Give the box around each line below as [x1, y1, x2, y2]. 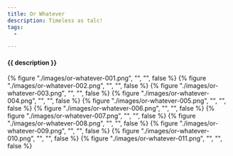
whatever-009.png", [7, 127, 66, 135]
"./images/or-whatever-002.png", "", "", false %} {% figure [7, 82, 178, 90]
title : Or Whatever [7, 10, 65, 18]
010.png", [7, 134, 36, 143]
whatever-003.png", [7, 89, 66, 98]
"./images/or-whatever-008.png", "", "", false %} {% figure [7, 119, 178, 128]
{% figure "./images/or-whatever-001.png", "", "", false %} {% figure [7, 74, 207, 82]
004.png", [7, 96, 37, 105]
